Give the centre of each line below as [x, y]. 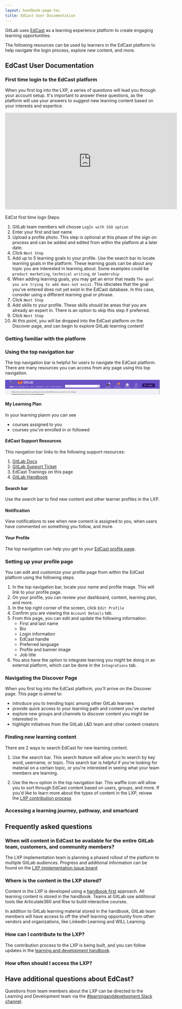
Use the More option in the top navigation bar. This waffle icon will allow [84, 782]
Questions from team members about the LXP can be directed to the [74, 991]
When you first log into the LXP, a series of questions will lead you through [80, 90]
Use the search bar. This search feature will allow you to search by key [84, 757]
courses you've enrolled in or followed [51, 429]
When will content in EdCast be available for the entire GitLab [79, 841]
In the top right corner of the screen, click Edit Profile [68, 608]
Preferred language [39, 644]
